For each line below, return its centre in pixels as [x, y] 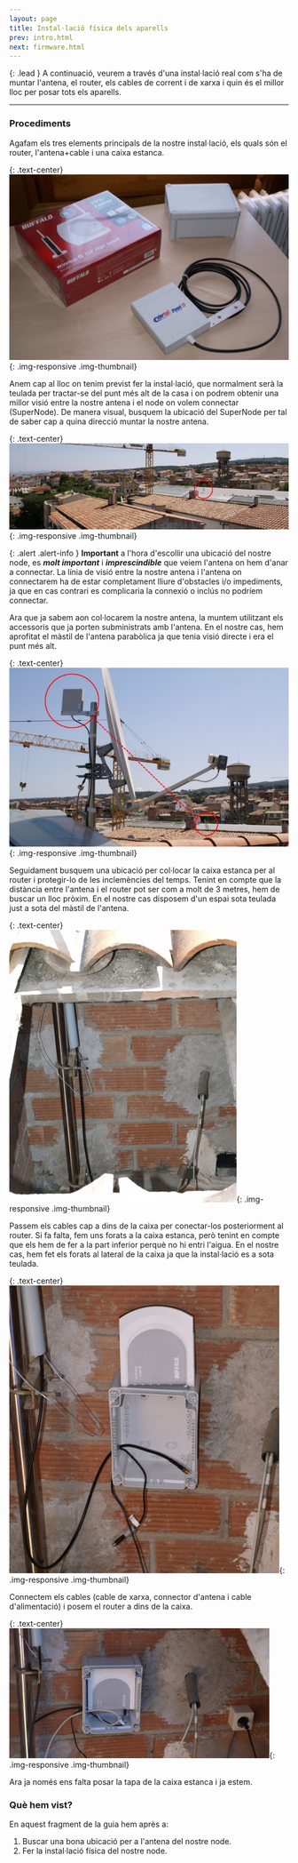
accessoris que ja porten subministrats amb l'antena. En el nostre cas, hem [146, 628]
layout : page [33, 19]
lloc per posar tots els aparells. [65, 92]
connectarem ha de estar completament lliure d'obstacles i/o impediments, [146, 581]
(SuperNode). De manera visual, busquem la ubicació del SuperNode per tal [148, 412]
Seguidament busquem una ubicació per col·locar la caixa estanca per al [142, 870]
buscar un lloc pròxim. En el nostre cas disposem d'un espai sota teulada [143, 899]
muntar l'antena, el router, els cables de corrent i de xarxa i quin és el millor [147, 83]
